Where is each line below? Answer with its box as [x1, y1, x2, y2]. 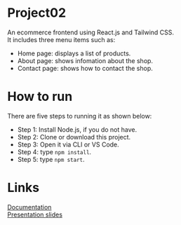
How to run [7, 89, 73, 104]
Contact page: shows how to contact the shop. [17, 64, 153, 72]
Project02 [7, 5, 67, 21]
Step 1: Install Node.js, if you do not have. [17, 125, 138, 134]
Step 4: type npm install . [17, 147, 92, 156]
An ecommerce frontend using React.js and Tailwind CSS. [7, 28, 174, 36]
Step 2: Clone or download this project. [17, 132, 131, 141]
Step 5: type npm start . [17, 155, 86, 163]
